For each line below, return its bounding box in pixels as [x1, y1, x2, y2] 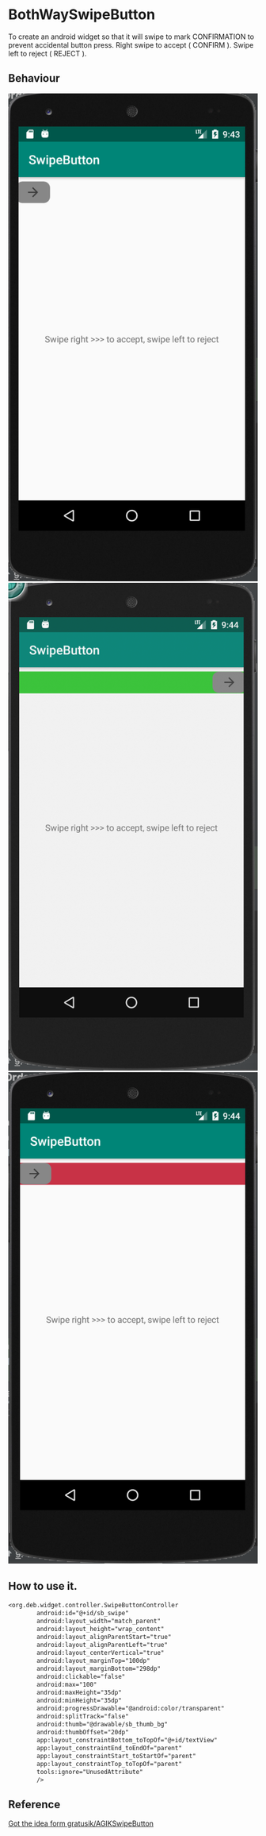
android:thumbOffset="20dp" [36, 1729, 129, 1737]
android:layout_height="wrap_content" [36, 1626, 165, 1633]
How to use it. [8, 1579, 78, 1593]
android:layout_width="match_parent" [36, 1618, 161, 1626]
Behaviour [8, 71, 61, 85]
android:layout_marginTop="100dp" [36, 1657, 150, 1665]
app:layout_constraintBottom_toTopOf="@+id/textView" [36, 1737, 218, 1745]
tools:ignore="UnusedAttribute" [36, 1768, 144, 1776]
